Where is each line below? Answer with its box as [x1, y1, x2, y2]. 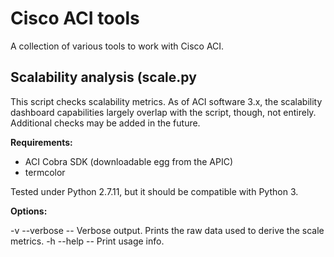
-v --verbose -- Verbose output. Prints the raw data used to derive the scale [10, 224, 325, 236]
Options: [10, 205, 48, 217]
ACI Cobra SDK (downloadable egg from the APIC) [24, 155, 234, 167]
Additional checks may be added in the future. [10, 117, 201, 129]
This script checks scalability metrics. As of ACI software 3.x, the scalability [10, 95, 323, 107]
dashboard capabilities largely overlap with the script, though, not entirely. [10, 106, 317, 118]
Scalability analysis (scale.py [10, 69, 197, 86]
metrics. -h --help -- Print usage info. [10, 235, 165, 247]
